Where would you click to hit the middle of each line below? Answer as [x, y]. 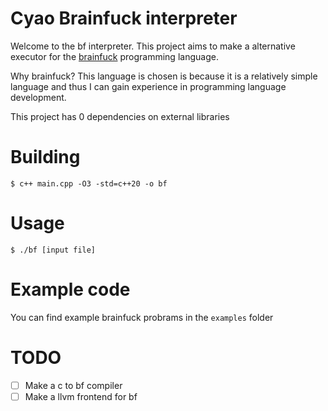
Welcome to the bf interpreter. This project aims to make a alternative [153, 46]
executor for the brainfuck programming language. [114, 56]
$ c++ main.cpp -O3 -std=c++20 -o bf [89, 183]
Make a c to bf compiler [73, 385]
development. [38, 97]
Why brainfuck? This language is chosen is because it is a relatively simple [164, 76]
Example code [70, 289]
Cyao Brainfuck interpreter [124, 18]
